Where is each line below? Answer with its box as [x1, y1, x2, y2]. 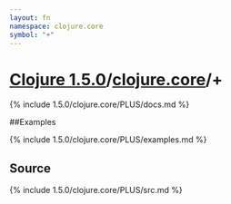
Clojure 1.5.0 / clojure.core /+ [9, 69, 223, 90]
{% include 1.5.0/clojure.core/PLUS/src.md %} [9, 185, 184, 196]
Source [9, 160, 52, 176]
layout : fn [9, 13, 51, 23]
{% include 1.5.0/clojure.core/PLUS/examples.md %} [9, 134, 207, 145]
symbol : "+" [9, 30, 55, 39]
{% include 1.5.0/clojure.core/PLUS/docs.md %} [9, 99, 190, 110]
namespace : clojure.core [9, 22, 104, 31]
